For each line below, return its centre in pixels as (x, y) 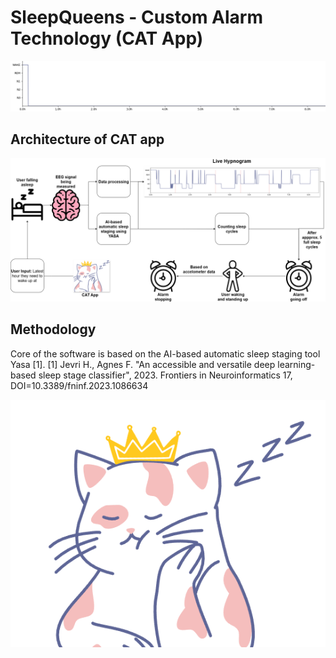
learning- (296, 364)
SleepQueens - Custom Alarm (137, 17)
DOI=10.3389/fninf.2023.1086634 (79, 385)
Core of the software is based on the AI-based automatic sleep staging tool (165, 353)
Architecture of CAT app (87, 139)
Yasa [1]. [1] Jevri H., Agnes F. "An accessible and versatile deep (143, 364)
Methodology (53, 329)
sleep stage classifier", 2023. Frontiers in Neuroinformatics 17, (165, 375)
